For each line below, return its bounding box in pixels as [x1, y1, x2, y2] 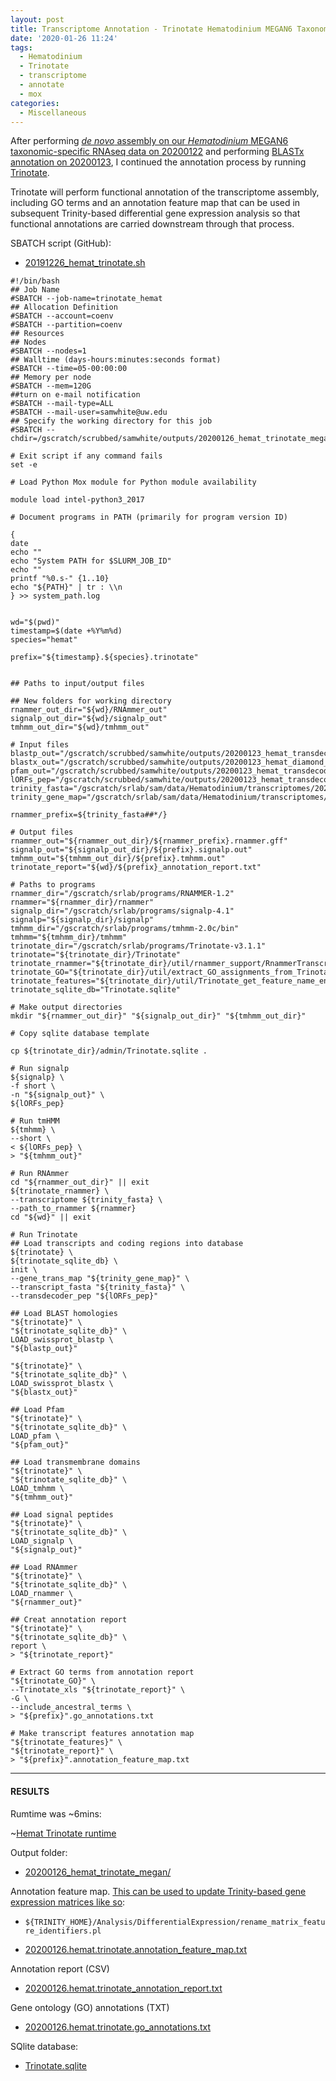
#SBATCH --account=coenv [10, 311, 114, 321]
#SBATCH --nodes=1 [10, 346, 87, 356]
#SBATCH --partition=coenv [10, 320, 123, 330]
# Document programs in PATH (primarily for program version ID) [10, 512, 288, 523]
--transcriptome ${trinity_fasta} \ [10, 1195, 163, 1205]
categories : [10, 98, 60, 108]
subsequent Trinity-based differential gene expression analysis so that [10, 207, 301, 220]
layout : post [10, 14, 65, 25]
